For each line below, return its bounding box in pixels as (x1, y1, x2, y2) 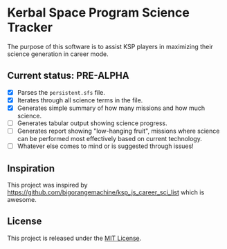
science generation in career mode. (7, 50, 109, 58)
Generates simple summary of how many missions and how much (17, 104, 206, 112)
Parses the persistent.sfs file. (17, 88, 106, 96)
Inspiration (7, 163, 55, 174)
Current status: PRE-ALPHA (7, 70, 129, 82)
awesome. (7, 195, 37, 203)
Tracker (7, 19, 53, 35)
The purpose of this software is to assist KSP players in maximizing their (7, 42, 213, 50)
